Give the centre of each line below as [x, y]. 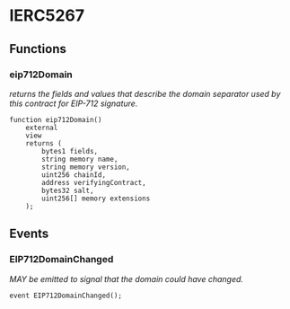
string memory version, [86, 167]
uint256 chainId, [74, 175]
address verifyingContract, [94, 182]
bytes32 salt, [68, 190]
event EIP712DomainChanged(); [66, 296]
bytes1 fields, [70, 151]
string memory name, [80, 159]
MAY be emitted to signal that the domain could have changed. [127, 278]
